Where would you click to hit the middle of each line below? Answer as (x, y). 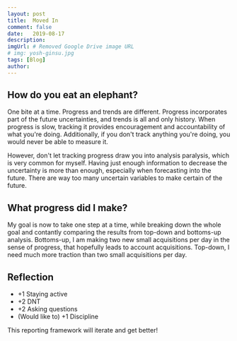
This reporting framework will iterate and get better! (83, 330)
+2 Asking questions (47, 309)
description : (27, 40)
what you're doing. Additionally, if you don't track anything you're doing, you (119, 134)
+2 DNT (29, 301)
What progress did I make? (68, 208)
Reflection (31, 277)
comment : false (30, 27)
